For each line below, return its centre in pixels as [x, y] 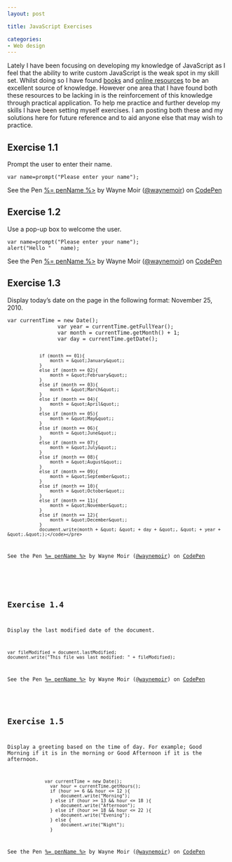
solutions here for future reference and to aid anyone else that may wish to [115, 118]
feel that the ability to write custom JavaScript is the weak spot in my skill [113, 73]
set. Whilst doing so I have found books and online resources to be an [108, 81]
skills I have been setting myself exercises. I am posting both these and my [115, 110]
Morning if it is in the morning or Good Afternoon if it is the [104, 753]
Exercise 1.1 [33, 147]
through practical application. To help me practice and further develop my [114, 103]
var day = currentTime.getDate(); [108, 339]
